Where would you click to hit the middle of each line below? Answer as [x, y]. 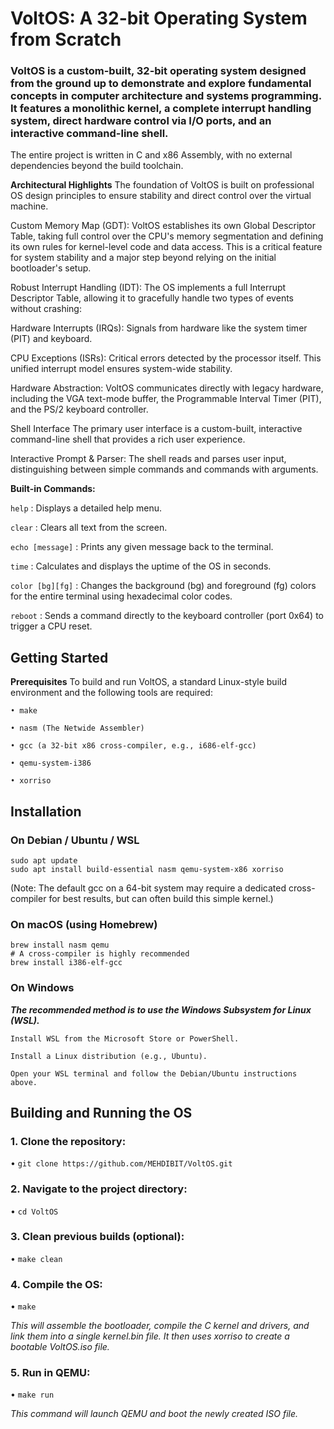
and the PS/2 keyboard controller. [79, 409]
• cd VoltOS [34, 1211]
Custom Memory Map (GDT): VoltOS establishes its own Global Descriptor [163, 226]
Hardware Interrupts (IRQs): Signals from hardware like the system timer [159, 328]
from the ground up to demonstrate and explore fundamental [161, 84]
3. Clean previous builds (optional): [97, 1237]
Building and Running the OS [101, 1112]
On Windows [42, 988]
